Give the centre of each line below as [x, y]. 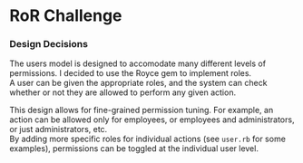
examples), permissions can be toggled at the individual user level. [134, 149]
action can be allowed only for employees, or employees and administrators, [152, 120]
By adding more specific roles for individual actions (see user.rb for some [147, 139]
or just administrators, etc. [59, 129]
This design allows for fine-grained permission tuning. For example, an [142, 110]
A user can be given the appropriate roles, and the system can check [138, 83]
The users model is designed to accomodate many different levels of [137, 63]
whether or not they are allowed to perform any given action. [123, 92]
